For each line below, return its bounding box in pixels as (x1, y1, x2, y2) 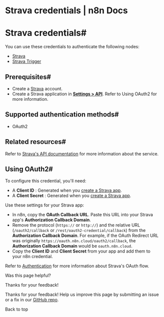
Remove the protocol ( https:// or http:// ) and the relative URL (12, 222, 141, 228)
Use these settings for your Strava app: (5, 202, 84, 208)
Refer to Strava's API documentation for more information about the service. (5, 150, 159, 157)
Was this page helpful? (5, 273, 51, 279)
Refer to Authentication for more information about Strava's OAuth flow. (5, 263, 149, 269)
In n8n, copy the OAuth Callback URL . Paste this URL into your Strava (12, 212, 153, 218)
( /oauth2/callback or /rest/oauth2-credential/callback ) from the (12, 228, 146, 233)
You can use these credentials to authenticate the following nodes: (5, 44, 140, 50)
